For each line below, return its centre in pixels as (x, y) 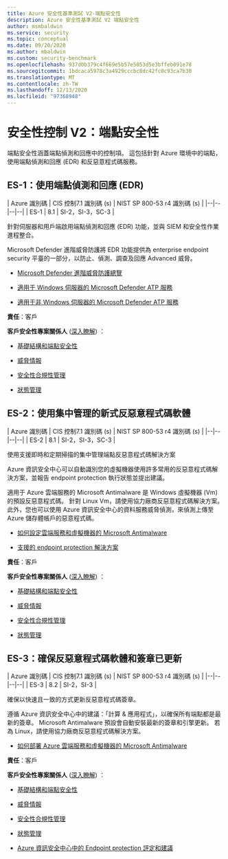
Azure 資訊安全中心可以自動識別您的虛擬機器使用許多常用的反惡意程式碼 (110, 469)
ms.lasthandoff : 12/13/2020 (47, 90)
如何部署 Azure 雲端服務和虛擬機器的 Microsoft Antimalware (102, 746)
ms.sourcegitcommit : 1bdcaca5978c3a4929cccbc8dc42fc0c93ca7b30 (100, 71)
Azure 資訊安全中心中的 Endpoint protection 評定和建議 (95, 848)
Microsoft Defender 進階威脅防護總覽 (69, 273)
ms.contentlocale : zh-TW (43, 84)
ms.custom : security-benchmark (52, 58)
